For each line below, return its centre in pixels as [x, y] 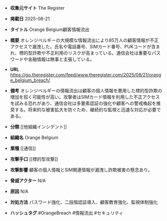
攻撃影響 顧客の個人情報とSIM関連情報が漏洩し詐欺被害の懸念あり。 [81, 170]
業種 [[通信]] [23, 148]
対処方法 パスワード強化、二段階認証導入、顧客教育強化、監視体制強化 [84, 202]
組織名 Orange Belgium [34, 137]
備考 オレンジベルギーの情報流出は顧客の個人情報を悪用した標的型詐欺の [86, 90]
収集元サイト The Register [37, 8]
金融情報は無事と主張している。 [61, 59]
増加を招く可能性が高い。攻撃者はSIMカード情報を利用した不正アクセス [85, 97]
